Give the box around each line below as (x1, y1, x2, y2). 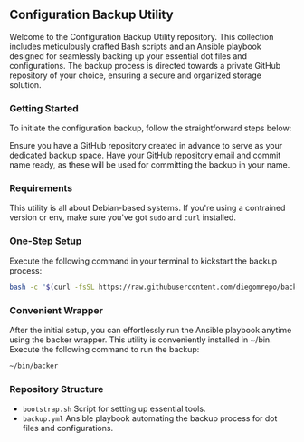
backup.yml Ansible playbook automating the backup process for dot (22, 413, 278, 424)
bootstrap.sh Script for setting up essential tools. (22, 403, 206, 415)
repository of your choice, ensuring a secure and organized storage (9, 70, 262, 81)
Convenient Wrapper (9, 303, 104, 316)
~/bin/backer (9, 361, 59, 370)
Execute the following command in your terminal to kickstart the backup (9, 255, 278, 266)
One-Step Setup (9, 235, 82, 247)
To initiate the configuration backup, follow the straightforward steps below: (9, 122, 292, 134)
